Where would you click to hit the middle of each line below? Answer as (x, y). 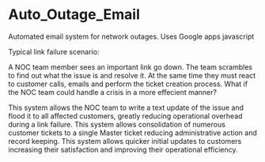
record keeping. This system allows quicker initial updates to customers (125, 141)
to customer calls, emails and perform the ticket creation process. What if (128, 84)
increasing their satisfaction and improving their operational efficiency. (123, 149)
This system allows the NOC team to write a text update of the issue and (126, 107)
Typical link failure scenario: (54, 51)
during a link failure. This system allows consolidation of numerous (117, 124)
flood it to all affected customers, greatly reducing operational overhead (125, 115)
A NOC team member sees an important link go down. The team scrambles (131, 67)
